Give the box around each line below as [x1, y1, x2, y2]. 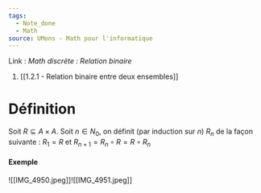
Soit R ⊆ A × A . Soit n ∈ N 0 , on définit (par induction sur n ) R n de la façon [8, 126, 254, 138]
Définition [8, 100, 77, 118]
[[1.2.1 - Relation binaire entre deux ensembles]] [19, 72, 179, 81]
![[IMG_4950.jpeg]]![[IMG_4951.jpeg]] [8, 175, 133, 185]
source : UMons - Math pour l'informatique [8, 34, 153, 43]
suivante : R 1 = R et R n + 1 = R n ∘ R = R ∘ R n [8, 137, 151, 149]
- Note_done [15, 19, 56, 27]
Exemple [8, 158, 39, 167]
